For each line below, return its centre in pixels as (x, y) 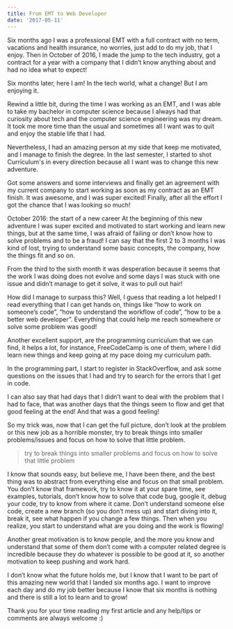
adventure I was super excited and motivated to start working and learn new (116, 225)
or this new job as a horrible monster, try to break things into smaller (105, 432)
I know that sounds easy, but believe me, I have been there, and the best (111, 474)
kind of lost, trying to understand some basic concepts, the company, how (114, 248)
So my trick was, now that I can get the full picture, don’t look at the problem (117, 424)
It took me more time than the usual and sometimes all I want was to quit (111, 126)
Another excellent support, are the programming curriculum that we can (110, 340)
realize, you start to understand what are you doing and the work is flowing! (115, 525)
